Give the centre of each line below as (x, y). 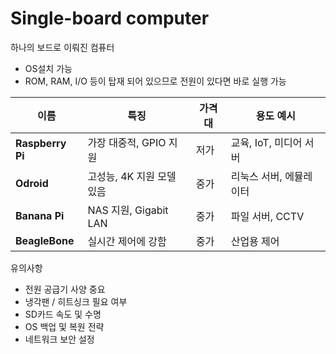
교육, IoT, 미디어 (266, 142)
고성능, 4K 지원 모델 (132, 176)
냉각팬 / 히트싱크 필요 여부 (76, 301)
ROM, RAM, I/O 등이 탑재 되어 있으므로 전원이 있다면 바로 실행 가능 (155, 81)
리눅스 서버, (256, 176)
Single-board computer (110, 18)
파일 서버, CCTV (267, 216)
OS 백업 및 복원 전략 (64, 326)
